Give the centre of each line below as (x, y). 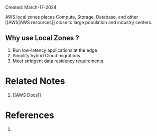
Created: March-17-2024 (31, 7)
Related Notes (35, 81)
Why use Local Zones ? (42, 38)
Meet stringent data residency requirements (58, 61)
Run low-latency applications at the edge (55, 50)
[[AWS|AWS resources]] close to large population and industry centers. (79, 22)
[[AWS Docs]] (27, 95)
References (30, 115)
